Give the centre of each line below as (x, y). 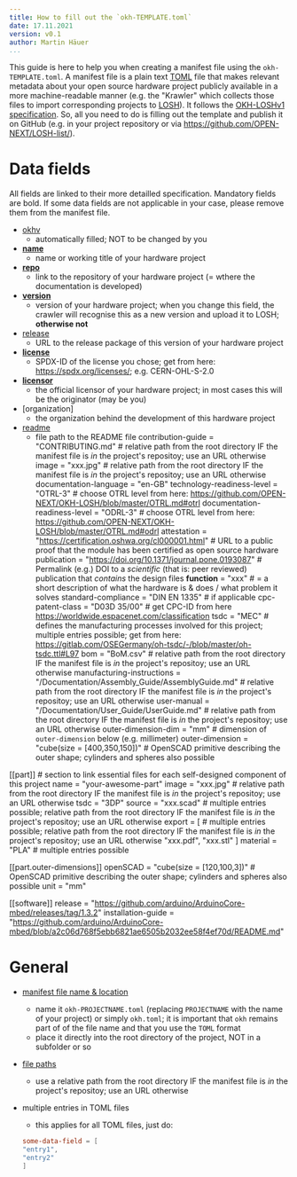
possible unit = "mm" (48, 886)
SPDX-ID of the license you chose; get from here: (125, 362)
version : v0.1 (35, 34)
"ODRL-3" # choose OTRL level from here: (178, 513)
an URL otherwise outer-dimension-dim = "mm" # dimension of (151, 729)
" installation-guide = (136, 913)
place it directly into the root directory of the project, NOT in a (148, 1038)
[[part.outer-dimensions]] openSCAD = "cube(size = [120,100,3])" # (132, 867)
